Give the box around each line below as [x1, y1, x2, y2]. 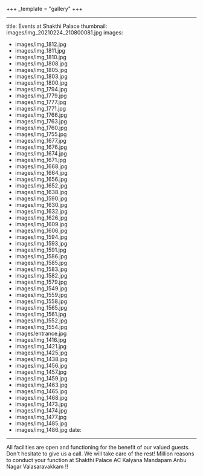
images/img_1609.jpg [14, 221, 68, 227]
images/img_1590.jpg [14, 195, 68, 202]
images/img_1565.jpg [14, 304, 68, 311]
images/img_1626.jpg [14, 214, 68, 221]
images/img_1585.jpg [14, 259, 68, 266]
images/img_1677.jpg [14, 137, 66, 144]
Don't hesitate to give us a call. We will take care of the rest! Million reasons [6, 450, 195, 457]
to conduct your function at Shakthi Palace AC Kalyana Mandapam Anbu [6, 457, 187, 463]
